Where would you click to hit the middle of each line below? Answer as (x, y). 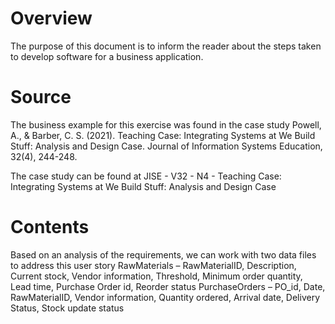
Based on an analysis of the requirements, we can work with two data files (163, 254)
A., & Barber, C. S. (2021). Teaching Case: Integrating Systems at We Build (163, 135)
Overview (51, 18)
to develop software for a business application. (107, 56)
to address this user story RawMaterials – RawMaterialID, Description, (153, 265)
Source (41, 97)
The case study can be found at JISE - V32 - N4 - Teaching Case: (146, 176)
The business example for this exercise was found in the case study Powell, (166, 124)
